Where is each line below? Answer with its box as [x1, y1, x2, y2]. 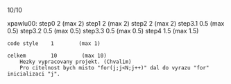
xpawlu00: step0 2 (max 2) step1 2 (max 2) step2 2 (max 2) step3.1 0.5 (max [7, 19, 225, 27]
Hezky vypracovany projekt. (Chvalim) [19, 58, 132, 65]
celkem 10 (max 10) [7, 52, 108, 59]
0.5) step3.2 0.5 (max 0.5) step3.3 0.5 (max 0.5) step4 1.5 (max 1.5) [7, 27, 199, 35]
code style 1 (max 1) [7, 40, 101, 47]
